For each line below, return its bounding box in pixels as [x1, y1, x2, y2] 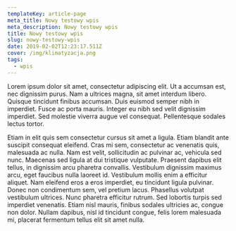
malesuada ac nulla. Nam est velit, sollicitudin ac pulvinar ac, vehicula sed [7, 148, 222, 156]
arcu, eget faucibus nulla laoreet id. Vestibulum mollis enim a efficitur [7, 170, 208, 179]
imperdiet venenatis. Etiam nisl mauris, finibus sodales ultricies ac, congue [7, 200, 224, 208]
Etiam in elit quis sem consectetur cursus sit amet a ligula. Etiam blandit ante [7, 133, 229, 142]
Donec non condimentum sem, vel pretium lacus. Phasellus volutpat [7, 185, 204, 194]
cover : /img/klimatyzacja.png [7, 50, 97, 57]
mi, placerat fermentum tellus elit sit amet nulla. [7, 216, 145, 224]
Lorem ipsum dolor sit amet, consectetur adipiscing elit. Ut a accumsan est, [7, 82, 227, 90]
